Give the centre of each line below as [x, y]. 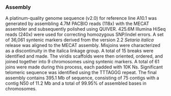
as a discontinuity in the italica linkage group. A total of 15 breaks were [79, 51]
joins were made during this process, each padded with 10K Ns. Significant [84, 67]
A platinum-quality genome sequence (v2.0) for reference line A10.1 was [81, 18]
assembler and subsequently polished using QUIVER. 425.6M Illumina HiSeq [86, 29]
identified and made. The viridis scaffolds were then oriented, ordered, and [84, 56]
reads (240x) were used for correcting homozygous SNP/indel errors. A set [84, 35]
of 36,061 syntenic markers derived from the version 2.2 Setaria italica [80, 40]
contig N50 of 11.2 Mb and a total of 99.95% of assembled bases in [76, 83]
